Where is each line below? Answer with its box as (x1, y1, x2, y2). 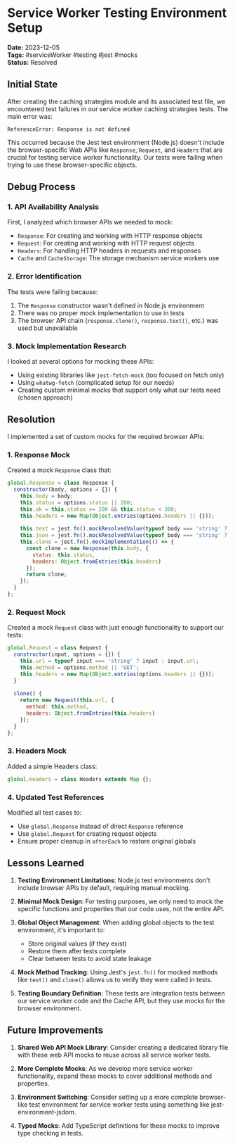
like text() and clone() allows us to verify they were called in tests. (17, 975, 213, 984)
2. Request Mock (7, 607, 67, 617)
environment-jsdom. (17, 1107, 76, 1116)
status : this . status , (32, 551, 96, 559)
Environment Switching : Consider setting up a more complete (17, 1093, 199, 1101)
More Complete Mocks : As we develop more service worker (17, 1064, 193, 1072)
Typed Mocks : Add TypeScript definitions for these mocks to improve (17, 1121, 220, 1130)
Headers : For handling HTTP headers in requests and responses (17, 246, 201, 255)
